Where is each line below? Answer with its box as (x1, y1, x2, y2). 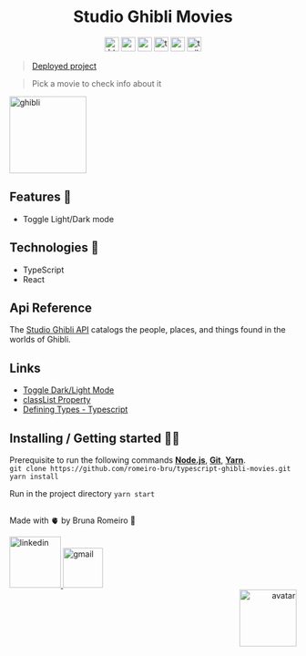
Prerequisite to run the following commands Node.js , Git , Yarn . (9, 455, 246, 466)
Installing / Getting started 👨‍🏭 (9, 430, 180, 446)
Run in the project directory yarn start (9, 488, 156, 498)
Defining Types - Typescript (22, 404, 128, 415)
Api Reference (9, 300, 93, 315)
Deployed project (31, 60, 97, 71)
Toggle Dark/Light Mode (22, 384, 115, 395)
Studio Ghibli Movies (72, 6, 234, 27)
